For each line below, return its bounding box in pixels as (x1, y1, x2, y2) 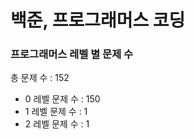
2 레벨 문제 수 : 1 (24, 118, 90, 130)
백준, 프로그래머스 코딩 (10, 9, 186, 32)
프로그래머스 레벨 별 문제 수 (10, 47, 134, 61)
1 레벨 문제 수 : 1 (24, 106, 88, 118)
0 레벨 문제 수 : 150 (24, 93, 101, 105)
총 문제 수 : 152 (10, 72, 70, 84)
